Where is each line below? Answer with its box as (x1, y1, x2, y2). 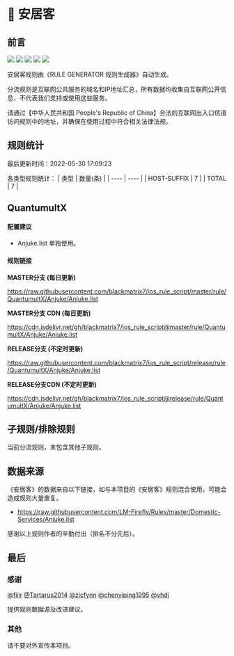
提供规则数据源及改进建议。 (7, 605, 87, 613)
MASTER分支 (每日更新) (7, 273, 77, 282)
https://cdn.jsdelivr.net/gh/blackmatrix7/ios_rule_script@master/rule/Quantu (7, 323, 226, 331)
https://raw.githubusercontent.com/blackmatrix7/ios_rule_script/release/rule (7, 358, 226, 367)
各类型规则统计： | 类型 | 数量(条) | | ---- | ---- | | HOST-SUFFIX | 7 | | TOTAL (7, 174, 227, 182)
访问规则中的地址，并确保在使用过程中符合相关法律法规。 (7, 118, 172, 125)
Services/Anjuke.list (17, 515, 75, 524)
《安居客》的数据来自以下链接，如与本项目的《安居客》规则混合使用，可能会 (7, 485, 227, 494)
